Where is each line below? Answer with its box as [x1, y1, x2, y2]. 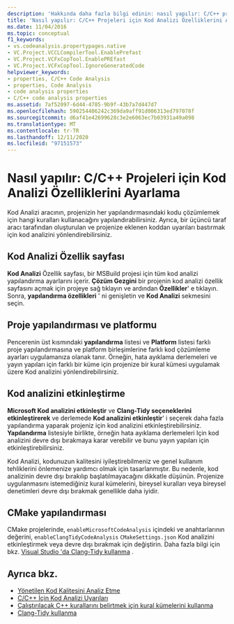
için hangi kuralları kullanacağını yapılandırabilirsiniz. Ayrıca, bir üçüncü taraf [7, 216, 226, 224]
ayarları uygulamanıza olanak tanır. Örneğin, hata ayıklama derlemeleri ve [7, 352, 217, 361]
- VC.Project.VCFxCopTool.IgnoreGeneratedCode [7, 62, 145, 69]
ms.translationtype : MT [7, 120, 77, 128]
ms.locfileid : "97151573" [7, 140, 82, 147]
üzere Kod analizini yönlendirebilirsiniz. [7, 368, 119, 376]
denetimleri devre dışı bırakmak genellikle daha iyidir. [7, 486, 159, 495]
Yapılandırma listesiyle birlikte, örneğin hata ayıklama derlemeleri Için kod [7, 428, 219, 437]
